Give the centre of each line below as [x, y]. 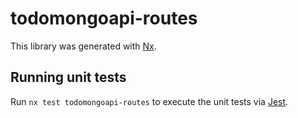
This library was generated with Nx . [83, 46]
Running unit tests [68, 77]
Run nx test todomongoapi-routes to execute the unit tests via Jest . [149, 101]
